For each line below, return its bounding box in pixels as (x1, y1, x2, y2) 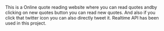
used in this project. (5, 20, 46, 26)
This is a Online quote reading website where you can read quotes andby (5, 4, 157, 10)
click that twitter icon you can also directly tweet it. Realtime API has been (5, 15, 159, 20)
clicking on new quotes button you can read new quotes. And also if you (5, 9, 155, 15)
